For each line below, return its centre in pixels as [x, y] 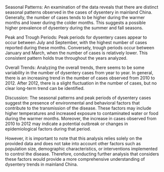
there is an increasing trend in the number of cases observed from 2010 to [80, 78]
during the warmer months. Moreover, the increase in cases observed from [81, 118]
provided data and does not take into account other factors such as [73, 143]
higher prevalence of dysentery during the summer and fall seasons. [74, 28]
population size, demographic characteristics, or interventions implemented [81, 149]
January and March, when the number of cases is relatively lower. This [76, 53]
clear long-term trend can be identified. [45, 88]
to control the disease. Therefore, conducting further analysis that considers [82, 154]
